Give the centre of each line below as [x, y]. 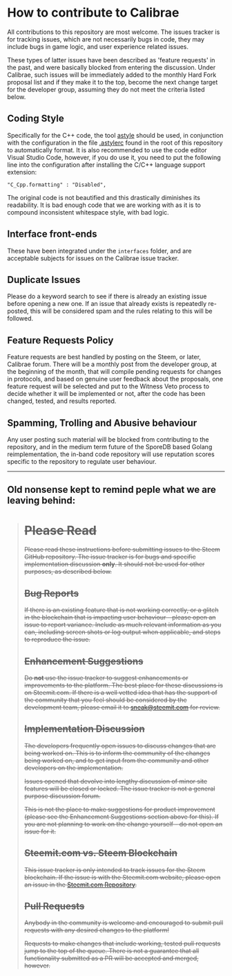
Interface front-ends [52, 234]
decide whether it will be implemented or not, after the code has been [106, 394]
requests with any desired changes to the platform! [96, 930]
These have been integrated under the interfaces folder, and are [99, 251]
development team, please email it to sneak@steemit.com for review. [122, 707]
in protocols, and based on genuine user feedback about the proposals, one [115, 379]
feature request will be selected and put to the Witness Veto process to [108, 386]
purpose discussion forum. [62, 796]
